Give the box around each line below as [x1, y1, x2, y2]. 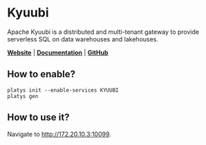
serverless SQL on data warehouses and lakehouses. [7, 35, 159, 43]
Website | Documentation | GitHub [7, 48, 109, 57]
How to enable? [7, 68, 76, 80]
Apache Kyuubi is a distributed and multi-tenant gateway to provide [7, 28, 199, 36]
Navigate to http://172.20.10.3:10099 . [7, 130, 112, 138]
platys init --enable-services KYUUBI [7, 86, 119, 94]
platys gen [7, 93, 39, 99]
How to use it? [7, 112, 70, 124]
